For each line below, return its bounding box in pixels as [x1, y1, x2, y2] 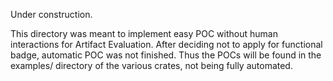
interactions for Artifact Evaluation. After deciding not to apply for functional [10, 39, 323, 50]
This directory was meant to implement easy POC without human [10, 28, 278, 39]
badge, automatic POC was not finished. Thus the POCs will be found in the [10, 49, 322, 61]
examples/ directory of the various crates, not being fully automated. [10, 60, 293, 71]
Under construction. [10, 9, 93, 20]
